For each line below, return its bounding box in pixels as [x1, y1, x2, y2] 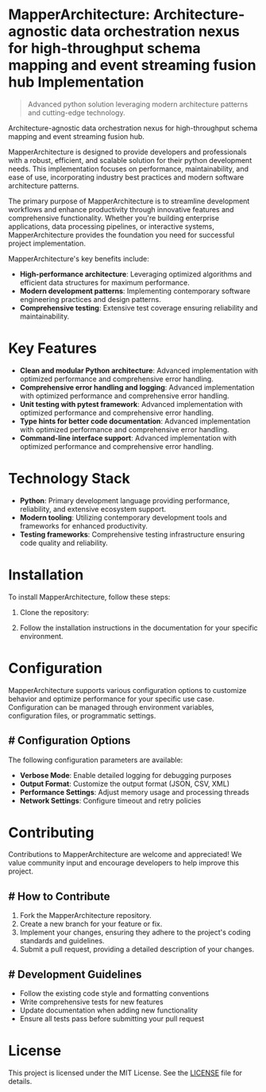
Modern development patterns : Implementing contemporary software [19, 286, 251, 296]
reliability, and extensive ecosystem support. [19, 504, 167, 513]
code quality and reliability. [19, 538, 109, 548]
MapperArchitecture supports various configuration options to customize [8, 685, 247, 695]
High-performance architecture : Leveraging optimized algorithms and [19, 269, 253, 279]
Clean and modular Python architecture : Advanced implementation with [19, 366, 259, 375]
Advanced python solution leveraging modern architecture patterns [27, 99, 249, 109]
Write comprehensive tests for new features [19, 997, 164, 1007]
